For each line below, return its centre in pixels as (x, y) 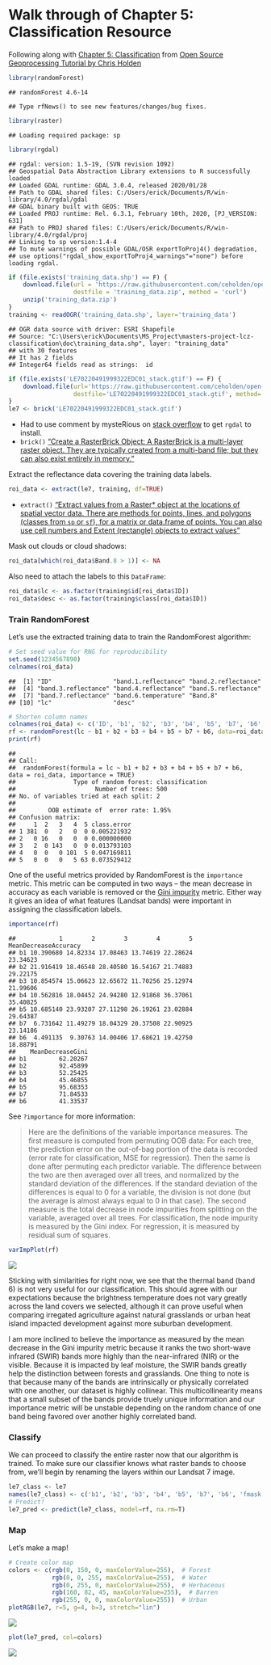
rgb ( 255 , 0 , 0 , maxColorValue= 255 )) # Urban (129, 1600)
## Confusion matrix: (45, 818)
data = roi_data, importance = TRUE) (72, 775)
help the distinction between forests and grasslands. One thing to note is (129, 1373)
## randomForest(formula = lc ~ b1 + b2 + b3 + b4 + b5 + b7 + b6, (126, 768)
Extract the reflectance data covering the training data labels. (110, 474)
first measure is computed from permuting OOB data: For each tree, (141, 1140)
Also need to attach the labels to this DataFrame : (88, 576)
